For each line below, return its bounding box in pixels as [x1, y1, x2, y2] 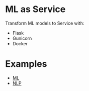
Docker [12, 40, 28, 46]
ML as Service [5, 4, 66, 15]
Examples [5, 58, 47, 70]
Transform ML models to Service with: [5, 20, 84, 26]
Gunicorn [12, 35, 32, 41]
